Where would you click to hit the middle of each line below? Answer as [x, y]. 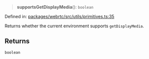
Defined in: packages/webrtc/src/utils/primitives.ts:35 [60, 16]
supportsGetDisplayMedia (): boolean [55, 7]
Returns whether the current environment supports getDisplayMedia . [74, 26]
